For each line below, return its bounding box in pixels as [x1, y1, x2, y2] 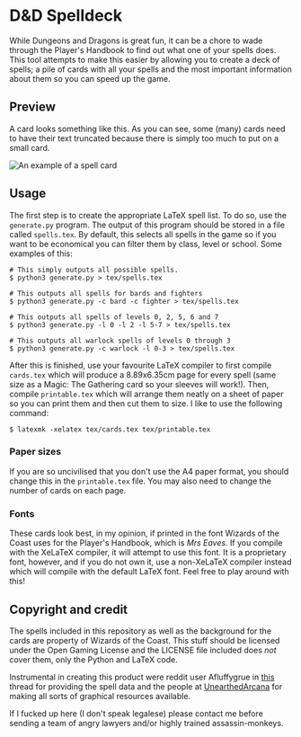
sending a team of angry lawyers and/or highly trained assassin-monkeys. [9, 717, 284, 728]
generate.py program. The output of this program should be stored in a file [9, 219, 286, 230]
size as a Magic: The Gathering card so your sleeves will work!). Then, [9, 378, 270, 389]
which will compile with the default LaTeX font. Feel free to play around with [9, 566, 289, 577]
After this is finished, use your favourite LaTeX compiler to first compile [9, 360, 272, 370]
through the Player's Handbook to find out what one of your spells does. [9, 44, 277, 55]
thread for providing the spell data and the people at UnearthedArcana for [9, 680, 283, 692]
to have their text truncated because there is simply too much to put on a [9, 132, 279, 144]
